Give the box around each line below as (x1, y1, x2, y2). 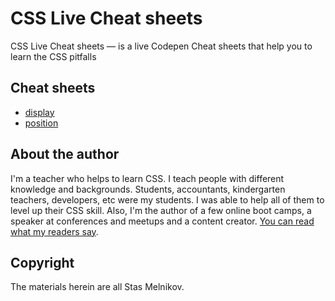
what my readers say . (10, 225, 99, 237)
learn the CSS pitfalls (10, 50, 97, 62)
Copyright (10, 254, 75, 271)
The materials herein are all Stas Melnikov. (10, 281, 185, 293)
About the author (10, 146, 120, 163)
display (24, 106, 55, 118)
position (24, 117, 59, 129)
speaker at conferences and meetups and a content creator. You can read (10, 215, 315, 227)
